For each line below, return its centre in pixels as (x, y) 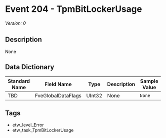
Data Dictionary (30, 67)
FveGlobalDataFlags (58, 95)
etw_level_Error (28, 125)
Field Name (58, 84)
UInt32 (94, 95)
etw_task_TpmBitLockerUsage (43, 130)
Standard (19, 81)
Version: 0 (16, 23)
